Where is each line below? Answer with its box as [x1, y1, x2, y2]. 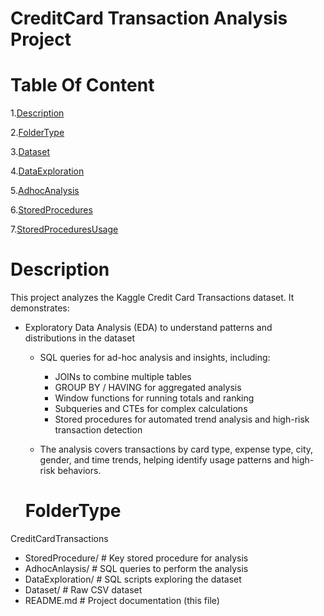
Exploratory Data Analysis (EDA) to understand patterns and [24, 322, 273, 334]
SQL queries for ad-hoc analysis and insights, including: [39, 352, 271, 364]
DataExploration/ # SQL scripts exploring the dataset [24, 573, 242, 585]
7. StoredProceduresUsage [10, 223, 119, 236]
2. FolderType [10, 127, 65, 139]
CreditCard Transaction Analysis [10, 7, 288, 30]
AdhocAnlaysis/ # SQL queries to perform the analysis [24, 563, 249, 574]
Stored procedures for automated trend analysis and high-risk [54, 413, 310, 426]
